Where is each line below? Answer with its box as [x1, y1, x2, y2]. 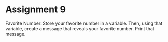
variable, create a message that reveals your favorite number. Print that [5, 25, 154, 31]
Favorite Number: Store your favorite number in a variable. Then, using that [5, 20, 163, 26]
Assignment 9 [5, 4, 66, 15]
